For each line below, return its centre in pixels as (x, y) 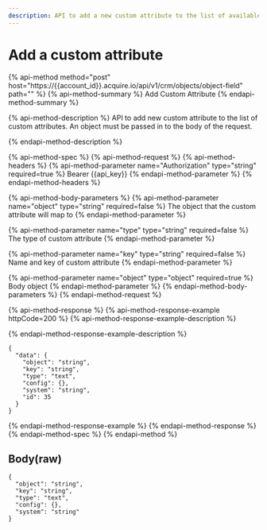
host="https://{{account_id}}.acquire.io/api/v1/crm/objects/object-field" (126, 85)
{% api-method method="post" (60, 77)
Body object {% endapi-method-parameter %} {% (90, 286)
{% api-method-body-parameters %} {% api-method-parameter (114, 197)
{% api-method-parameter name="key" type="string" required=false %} (127, 253)
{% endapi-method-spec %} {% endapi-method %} (93, 434)
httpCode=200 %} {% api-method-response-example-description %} (122, 318)
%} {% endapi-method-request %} (104, 294)
